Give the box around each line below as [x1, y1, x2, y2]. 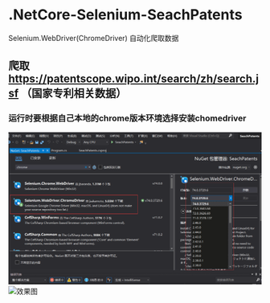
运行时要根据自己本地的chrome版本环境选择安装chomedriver [8, 113, 247, 124]
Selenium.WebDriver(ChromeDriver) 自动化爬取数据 [8, 33, 179, 43]
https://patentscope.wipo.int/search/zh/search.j [8, 72, 260, 86]
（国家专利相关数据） [21, 87, 127, 100]
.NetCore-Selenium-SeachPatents [8, 6, 243, 24]
